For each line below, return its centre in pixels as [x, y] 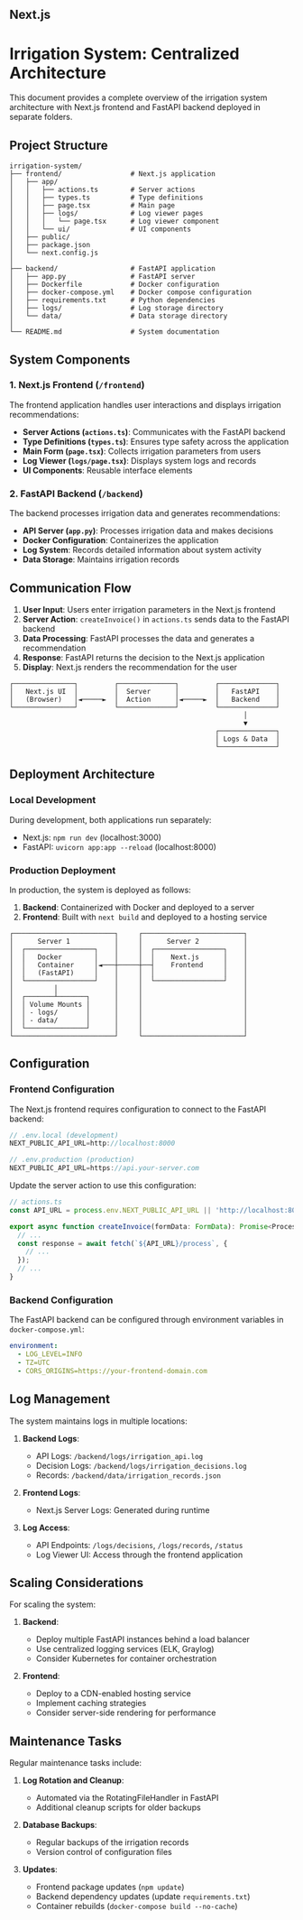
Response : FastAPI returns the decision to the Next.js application [143, 657]
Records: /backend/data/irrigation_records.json [128, 1475]
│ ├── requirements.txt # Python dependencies [113, 300]
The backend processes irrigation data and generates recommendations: [145, 513]
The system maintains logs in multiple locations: [98, 1421]
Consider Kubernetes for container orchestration [126, 1658]
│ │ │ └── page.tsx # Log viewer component [115, 222]
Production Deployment [63, 870]
